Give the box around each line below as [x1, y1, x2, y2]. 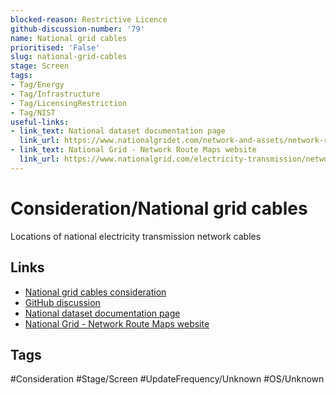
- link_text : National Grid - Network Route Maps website [10, 145, 257, 155]
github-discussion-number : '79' [10, 24, 145, 34]
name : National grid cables [10, 33, 128, 43]
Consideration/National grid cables [10, 197, 308, 220]
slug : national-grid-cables [10, 52, 128, 62]
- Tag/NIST [10, 107, 56, 118]
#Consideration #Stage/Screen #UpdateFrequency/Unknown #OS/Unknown [10, 373, 325, 385]
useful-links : [10, 117, 70, 127]
